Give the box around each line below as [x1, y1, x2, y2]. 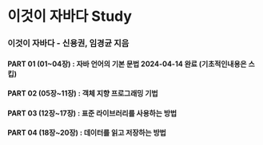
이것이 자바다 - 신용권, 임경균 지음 [7, 37, 130, 49]
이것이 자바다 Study [7, 7, 133, 25]
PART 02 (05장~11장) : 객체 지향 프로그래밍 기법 [7, 88, 158, 98]
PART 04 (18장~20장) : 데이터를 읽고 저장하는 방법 [7, 128, 167, 138]
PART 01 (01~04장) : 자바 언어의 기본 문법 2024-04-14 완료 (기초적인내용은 [7, 59, 247, 69]
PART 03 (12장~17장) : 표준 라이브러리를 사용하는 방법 [7, 108, 177, 118]
